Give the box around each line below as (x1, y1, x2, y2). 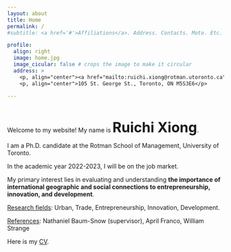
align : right (13, 48, 51, 55)
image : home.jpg (13, 54, 60, 62)
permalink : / (7, 23, 45, 30)
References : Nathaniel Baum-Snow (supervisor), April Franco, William (7, 217, 204, 225)
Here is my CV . (7, 238, 49, 246)
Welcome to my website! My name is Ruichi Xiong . (7, 118, 199, 136)
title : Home (7, 17, 41, 23)
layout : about (7, 10, 48, 17)
